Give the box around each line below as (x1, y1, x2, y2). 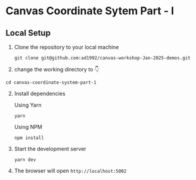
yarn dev (14, 157, 36, 163)
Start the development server (14, 146, 87, 152)
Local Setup (5, 28, 51, 38)
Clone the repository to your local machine (14, 43, 119, 50)
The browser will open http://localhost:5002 (14, 168, 127, 174)
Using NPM (14, 124, 42, 130)
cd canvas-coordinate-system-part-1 (5, 80, 97, 86)
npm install (14, 135, 44, 141)
